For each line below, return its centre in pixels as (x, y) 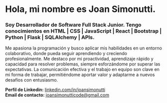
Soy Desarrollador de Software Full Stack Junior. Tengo (73, 25)
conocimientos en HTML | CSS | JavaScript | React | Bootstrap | (83, 31)
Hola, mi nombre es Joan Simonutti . (81, 9)
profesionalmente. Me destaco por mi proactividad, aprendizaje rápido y (79, 59)
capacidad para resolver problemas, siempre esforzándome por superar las (83, 64)
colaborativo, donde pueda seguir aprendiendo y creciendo (66, 53)
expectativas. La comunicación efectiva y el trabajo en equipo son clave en (82, 69)
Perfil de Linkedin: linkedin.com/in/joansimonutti (55, 90)
